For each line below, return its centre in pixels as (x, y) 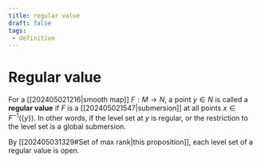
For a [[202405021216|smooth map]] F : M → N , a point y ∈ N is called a (129, 100)
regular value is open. (44, 150)
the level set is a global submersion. (67, 126)
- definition (34, 38)
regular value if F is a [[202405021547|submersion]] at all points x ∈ (122, 108)
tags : (17, 30)
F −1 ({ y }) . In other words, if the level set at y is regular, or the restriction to (129, 117)
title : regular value (44, 16)
